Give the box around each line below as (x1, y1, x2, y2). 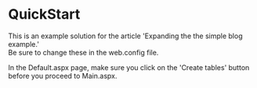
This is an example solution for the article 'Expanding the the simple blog (8, 31, 243, 40)
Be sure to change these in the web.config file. (8, 48, 159, 57)
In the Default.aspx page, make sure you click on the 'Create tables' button (8, 62, 250, 72)
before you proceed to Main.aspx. (8, 71, 118, 80)
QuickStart (8, 5, 81, 23)
